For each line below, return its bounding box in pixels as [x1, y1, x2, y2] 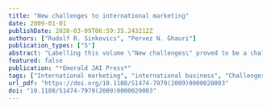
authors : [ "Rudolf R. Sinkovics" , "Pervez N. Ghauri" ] [8, 34, 197, 43]
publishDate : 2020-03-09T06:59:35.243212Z [8, 27, 153, 35]
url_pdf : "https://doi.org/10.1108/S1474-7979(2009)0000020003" [8, 79, 229, 87]
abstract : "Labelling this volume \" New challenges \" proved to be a [8, 49, 248, 57]
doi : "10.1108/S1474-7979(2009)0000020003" [8, 86, 157, 95]
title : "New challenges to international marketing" [8, 11, 190, 20]
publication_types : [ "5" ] [8, 42, 95, 50]
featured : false [8, 57, 63, 65]
